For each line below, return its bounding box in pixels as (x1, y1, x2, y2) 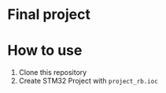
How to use (7, 42, 83, 60)
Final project (7, 6, 91, 24)
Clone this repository (18, 68, 87, 77)
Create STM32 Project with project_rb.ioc (18, 76, 158, 86)
